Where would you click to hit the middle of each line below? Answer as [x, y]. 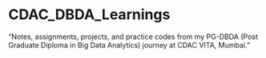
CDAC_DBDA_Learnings [89, 15]
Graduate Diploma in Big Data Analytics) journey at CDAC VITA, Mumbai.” [129, 44]
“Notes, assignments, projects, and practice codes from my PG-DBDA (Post [133, 37]
